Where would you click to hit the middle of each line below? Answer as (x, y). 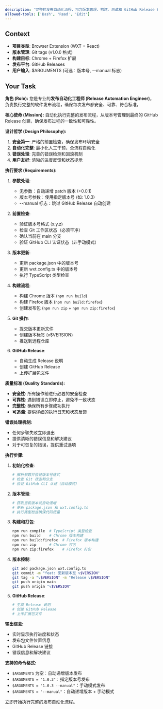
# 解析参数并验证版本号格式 (36, 475)
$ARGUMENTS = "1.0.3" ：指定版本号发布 (51, 679)
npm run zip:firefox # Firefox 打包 (51, 549)
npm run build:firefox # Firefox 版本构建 (55, 540)
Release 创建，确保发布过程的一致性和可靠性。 (52, 121)
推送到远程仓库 (34, 341)
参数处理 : (21, 181)
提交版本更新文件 (36, 329)
